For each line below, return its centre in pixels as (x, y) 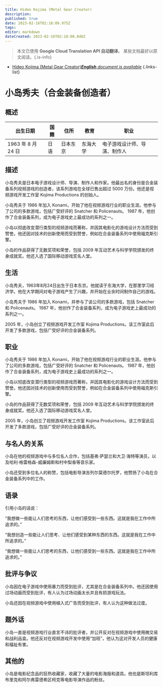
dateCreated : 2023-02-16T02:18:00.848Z (45, 37)
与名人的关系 (24, 444)
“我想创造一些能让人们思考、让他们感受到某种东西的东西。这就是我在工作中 (81, 535)
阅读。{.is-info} (36, 57)
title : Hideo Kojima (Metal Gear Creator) (49, 9)
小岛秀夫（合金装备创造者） (60, 93)
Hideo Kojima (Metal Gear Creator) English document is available (77, 66)
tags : (10, 28)
